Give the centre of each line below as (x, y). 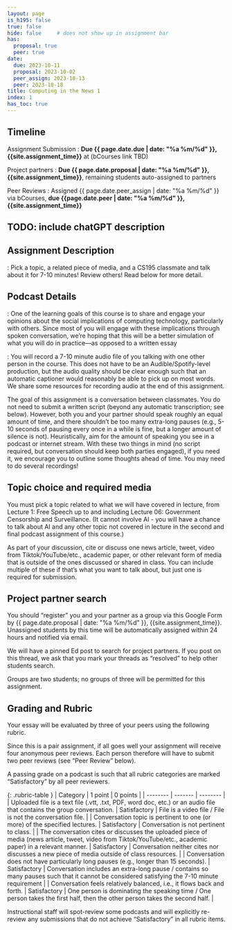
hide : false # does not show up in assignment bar (88, 33)
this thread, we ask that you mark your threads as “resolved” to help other (113, 658)
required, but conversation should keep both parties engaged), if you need (114, 451)
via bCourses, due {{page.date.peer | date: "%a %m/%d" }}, (96, 198)
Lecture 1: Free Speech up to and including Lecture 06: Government (104, 512)
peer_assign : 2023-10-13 (49, 78)
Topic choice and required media (79, 488)
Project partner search (57, 598)
